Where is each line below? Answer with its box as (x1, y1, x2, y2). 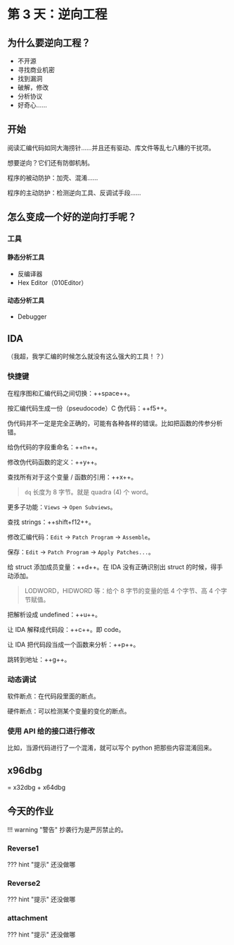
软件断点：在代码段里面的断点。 (7, 692, 100, 700)
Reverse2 (7, 879, 41, 889)
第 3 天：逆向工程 (7, 6, 108, 23)
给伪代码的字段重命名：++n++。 (7, 442, 102, 451)
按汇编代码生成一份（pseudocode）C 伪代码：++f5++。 (7, 403, 171, 413)
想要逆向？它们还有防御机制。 (7, 158, 93, 166)
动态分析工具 (7, 295, 44, 304)
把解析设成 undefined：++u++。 (7, 610, 102, 618)
